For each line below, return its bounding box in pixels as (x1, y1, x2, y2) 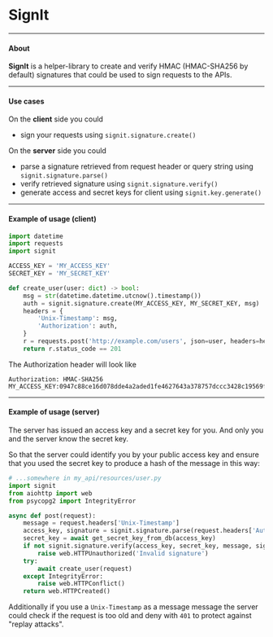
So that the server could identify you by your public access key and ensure (8, 450, 260, 459)
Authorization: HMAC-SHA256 (8, 375, 104, 384)
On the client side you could (8, 114, 104, 124)
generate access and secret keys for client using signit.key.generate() (19, 187, 262, 197)
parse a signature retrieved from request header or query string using (19, 161, 253, 172)
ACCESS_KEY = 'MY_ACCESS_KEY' (8, 262, 111, 270)
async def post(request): (8, 512, 96, 520)
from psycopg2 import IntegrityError (8, 497, 136, 505)
